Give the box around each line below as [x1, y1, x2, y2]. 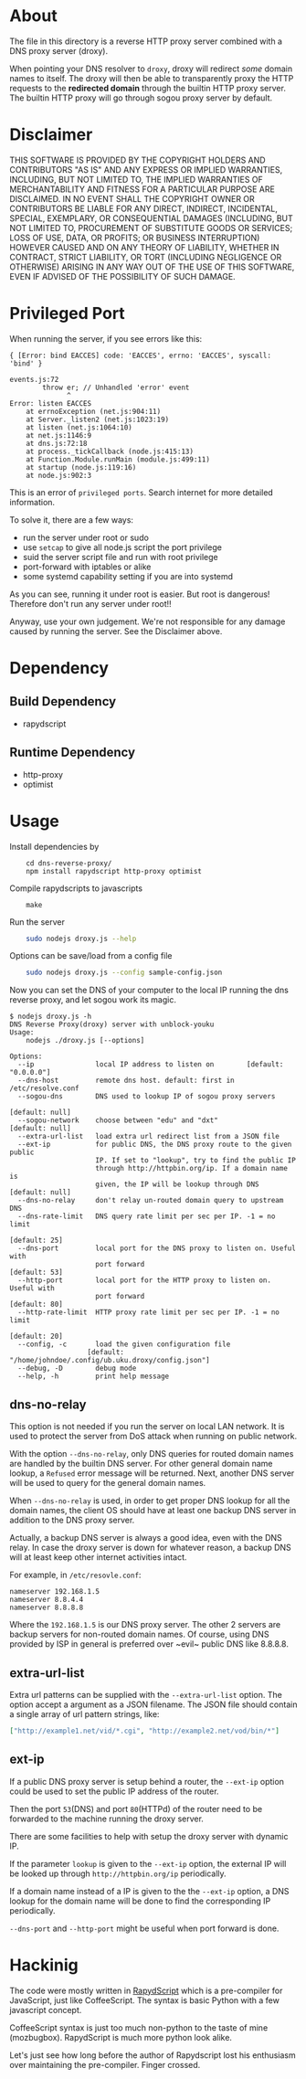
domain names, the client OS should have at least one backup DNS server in [9, 1505, 297, 1516]
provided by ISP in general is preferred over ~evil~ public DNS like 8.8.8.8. [9, 1639, 290, 1649]
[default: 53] [9, 1268, 64, 1278]
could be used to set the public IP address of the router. [9, 1786, 219, 1797]
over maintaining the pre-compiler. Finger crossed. [9, 2059, 201, 2070]
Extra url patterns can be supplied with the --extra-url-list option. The [9, 1689, 283, 1700]
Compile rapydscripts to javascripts [9, 883, 143, 894]
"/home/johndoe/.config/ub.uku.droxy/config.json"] [9, 1356, 210, 1365]
